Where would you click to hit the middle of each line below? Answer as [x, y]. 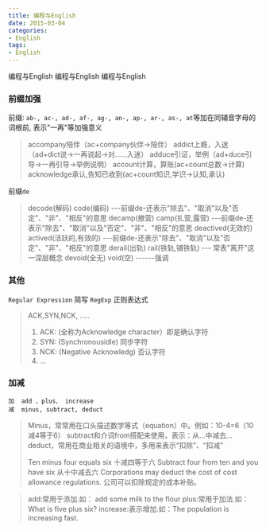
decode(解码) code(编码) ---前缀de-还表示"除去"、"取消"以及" [130, 208]
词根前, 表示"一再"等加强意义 [56, 127]
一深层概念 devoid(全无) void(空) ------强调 [98, 258]
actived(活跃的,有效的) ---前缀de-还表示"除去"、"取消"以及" [125, 238]
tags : [17, 45]
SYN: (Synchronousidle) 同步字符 [94, 341]
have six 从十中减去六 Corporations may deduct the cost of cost [132, 472]
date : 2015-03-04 [37, 23]
